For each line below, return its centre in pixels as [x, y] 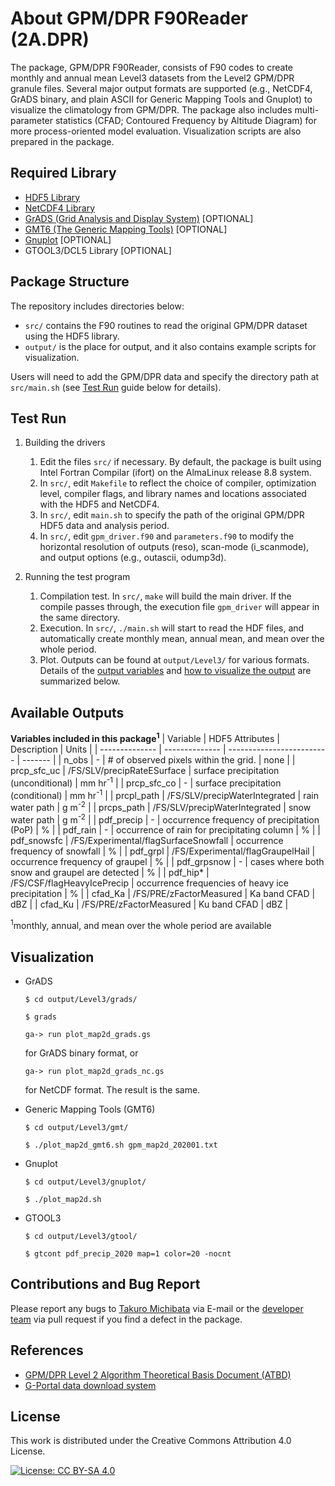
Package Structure [70, 282]
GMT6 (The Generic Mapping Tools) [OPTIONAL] [126, 229]
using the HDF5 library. [72, 336]
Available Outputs [67, 712]
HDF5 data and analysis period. [104, 526]
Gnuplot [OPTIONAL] [68, 239]
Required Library [63, 173]
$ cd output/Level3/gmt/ [76, 1127]
